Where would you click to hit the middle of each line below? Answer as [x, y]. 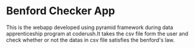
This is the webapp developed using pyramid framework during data [90, 27]
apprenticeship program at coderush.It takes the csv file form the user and [97, 33]
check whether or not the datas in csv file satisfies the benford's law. [90, 40]
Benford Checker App [61, 11]
